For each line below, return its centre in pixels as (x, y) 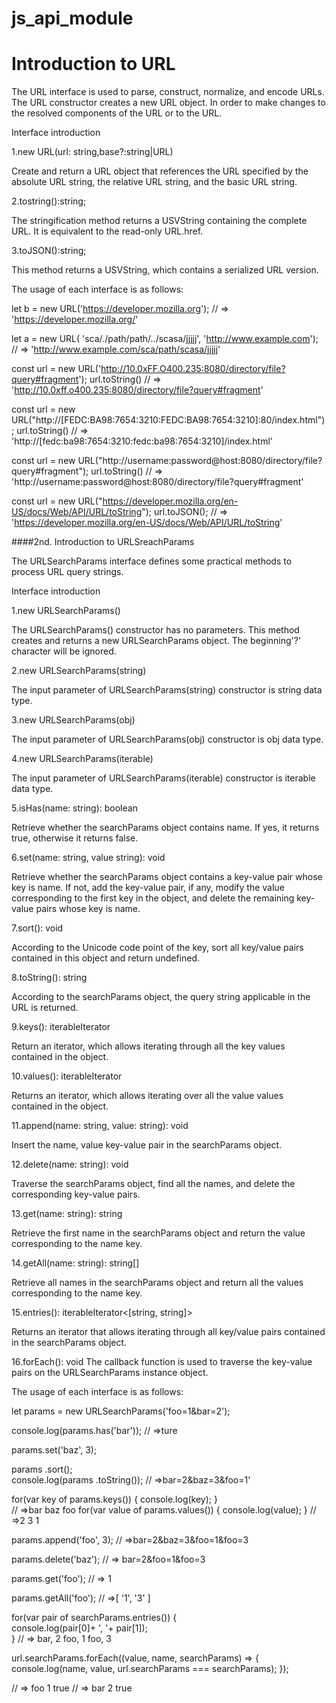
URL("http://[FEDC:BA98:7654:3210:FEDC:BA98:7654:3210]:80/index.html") (168, 420)
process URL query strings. (67, 572)
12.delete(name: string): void (70, 1164)
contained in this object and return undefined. (106, 958)
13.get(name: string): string (67, 1214)
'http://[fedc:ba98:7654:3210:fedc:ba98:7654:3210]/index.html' (142, 441)
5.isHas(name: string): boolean (74, 808)
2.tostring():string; (49, 201)
